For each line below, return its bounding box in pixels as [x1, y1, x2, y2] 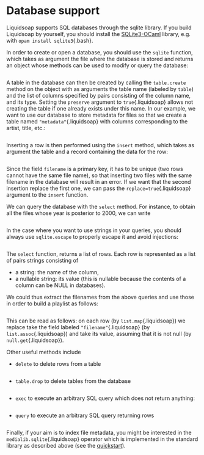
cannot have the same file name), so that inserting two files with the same [6, 172, 192, 179]
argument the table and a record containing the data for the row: [6, 148, 168, 155]
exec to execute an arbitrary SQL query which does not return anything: [15, 395, 195, 402]
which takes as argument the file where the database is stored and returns [6, 55, 194, 62]
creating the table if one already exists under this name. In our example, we [6, 104, 196, 112]
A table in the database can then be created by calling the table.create [6, 79, 186, 86]
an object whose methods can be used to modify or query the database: [6, 62, 188, 69]
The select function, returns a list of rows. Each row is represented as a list [6, 250, 196, 257]
